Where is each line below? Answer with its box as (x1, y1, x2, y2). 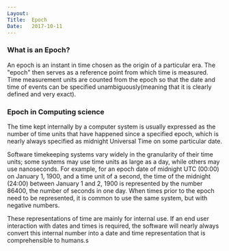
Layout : (7, 10, 29, 17)
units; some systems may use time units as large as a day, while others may (7, 157, 220, 166)
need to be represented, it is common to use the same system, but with (7, 194, 208, 202)
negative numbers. (7, 201, 60, 209)
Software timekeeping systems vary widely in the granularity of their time (7, 150, 213, 158)
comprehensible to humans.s (7, 236, 89, 244)
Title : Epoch (7, 16, 48, 23)
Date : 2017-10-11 (7, 23, 63, 29)
